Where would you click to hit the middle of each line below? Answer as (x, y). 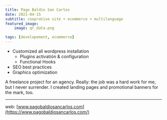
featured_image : (22, 24)
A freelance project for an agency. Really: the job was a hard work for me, (81, 82)
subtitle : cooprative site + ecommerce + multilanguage (64, 19)
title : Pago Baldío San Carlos (38, 10)
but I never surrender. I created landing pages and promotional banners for (82, 87)
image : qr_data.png (34, 28)
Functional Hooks (38, 62)
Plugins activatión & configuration (54, 57)
